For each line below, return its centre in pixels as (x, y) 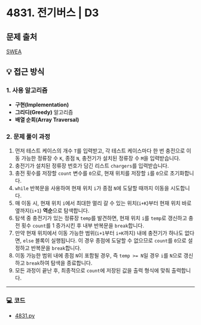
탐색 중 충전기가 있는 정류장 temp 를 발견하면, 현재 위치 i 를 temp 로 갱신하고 (101, 218)
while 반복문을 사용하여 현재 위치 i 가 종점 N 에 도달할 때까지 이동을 (92, 188)
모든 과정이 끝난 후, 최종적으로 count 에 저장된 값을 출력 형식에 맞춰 (92, 270)
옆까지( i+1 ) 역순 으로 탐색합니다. (52, 210)
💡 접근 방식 (25, 72)
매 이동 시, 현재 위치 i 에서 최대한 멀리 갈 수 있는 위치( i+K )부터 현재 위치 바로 (103, 203)
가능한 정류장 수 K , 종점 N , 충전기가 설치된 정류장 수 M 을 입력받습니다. (101, 158)
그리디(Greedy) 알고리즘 (44, 112)
